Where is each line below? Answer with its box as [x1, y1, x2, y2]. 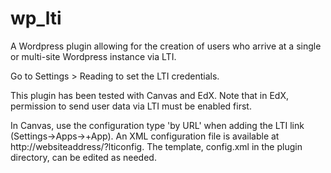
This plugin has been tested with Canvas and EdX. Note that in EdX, [10, 89, 289, 101]
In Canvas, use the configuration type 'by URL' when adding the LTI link [10, 119, 305, 131]
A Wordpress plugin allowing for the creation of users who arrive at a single [10, 40, 322, 52]
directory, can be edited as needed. [10, 151, 157, 163]
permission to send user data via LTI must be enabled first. [10, 100, 252, 112]
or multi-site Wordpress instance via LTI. [10, 50, 177, 62]
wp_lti [10, 7, 62, 30]
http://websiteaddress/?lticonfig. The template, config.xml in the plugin [10, 140, 303, 152]
